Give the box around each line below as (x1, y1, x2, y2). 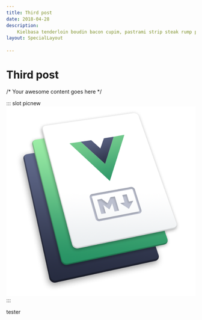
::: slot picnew (6, 99, 41, 106)
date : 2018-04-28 (6, 16, 50, 22)
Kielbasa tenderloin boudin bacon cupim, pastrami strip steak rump (17, 29, 192, 35)
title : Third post (6, 10, 52, 16)
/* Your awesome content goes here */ (6, 88, 102, 95)
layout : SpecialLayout (6, 35, 63, 42)
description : (6, 22, 39, 28)
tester (6, 308, 21, 315)
